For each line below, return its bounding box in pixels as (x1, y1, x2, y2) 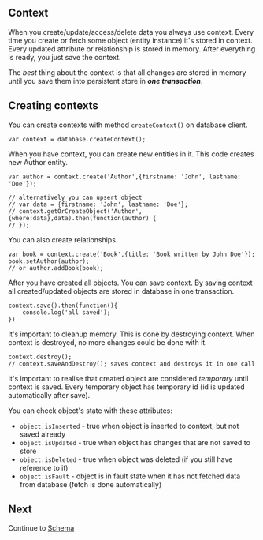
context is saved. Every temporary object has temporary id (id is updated (8, 382, 246, 392)
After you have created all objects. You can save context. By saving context (8, 278, 254, 287)
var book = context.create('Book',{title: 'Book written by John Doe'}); (8, 250, 256, 258)
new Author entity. (8, 157, 69, 167)
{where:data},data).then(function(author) (8, 214, 150, 222)
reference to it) (19, 463, 69, 472)
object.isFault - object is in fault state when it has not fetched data (19, 471, 241, 481)
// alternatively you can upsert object (8, 193, 143, 201)
